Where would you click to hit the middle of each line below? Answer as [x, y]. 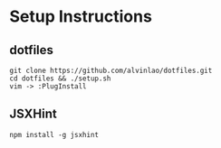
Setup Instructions [81, 17]
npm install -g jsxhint [54, 134]
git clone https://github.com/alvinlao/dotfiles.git [111, 70]
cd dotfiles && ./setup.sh [60, 79]
